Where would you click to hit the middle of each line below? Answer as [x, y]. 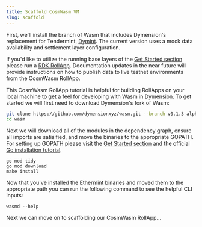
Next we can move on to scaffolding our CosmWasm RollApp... [84, 218]
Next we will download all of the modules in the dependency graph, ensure [99, 131]
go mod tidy [21, 161]
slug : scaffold [25, 17]
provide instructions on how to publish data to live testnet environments [95, 72]
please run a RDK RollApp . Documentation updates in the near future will [96, 65]
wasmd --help [23, 207]
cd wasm [16, 119]
